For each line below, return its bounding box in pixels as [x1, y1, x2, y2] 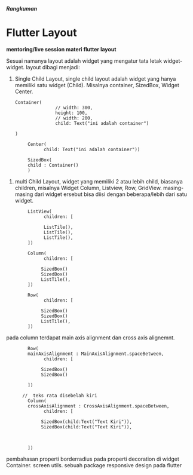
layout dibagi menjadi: [26, 63, 80, 71]
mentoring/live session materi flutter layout [6, 45, 117, 53]
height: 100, [55, 110, 88, 116]
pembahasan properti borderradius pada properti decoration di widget [6, 455, 179, 462]
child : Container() [27, 162, 79, 168]
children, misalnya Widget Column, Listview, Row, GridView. [14, 184, 163, 191]
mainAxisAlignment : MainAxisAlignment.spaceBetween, [27, 351, 164, 357]
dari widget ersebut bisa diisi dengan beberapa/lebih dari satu [34, 191, 187, 198]
